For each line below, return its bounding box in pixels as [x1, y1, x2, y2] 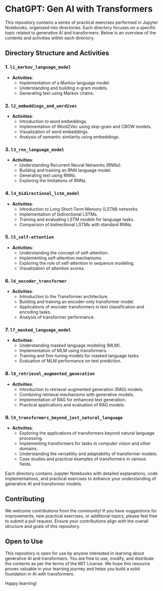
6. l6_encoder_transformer [5, 277, 67, 284]
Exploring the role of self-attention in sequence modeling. [19, 260, 135, 266]
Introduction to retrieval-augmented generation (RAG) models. [19, 386, 144, 392]
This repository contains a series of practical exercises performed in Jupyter [5, 19, 158, 25]
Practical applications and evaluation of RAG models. [19, 402, 125, 407]
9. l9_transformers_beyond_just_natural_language [5, 414, 123, 421]
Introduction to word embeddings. [19, 118, 87, 124]
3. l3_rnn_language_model [5, 146, 65, 152]
